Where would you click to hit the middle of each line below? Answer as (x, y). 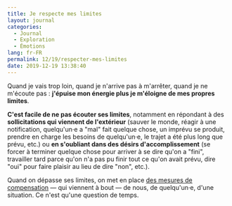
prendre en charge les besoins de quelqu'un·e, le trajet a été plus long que (115, 137)
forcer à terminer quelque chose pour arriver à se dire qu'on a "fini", (106, 151)
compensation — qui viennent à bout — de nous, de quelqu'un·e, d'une (111, 187)
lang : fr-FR (25, 53)
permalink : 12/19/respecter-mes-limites (67, 60)
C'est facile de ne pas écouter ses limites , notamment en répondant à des (116, 114)
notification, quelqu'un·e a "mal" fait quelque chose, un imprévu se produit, (116, 129)
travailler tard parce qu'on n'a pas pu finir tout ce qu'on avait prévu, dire (111, 159)
